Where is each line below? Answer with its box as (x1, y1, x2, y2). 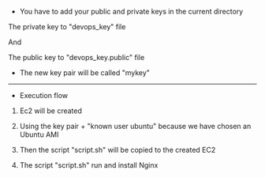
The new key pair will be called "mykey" (19, 68, 150, 78)
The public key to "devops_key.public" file (8, 53, 145, 62)
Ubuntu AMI (19, 130, 59, 139)
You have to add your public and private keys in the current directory (19, 7, 244, 16)
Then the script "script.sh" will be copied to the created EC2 (19, 146, 216, 154)
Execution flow (19, 91, 69, 100)
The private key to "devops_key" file (8, 22, 126, 31)
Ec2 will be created (19, 106, 83, 116)
